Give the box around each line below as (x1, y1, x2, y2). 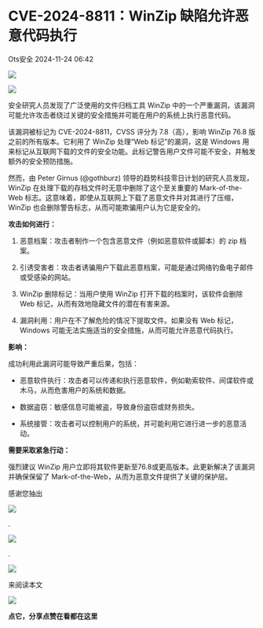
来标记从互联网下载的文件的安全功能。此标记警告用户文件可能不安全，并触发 (8, 146, 256, 156)
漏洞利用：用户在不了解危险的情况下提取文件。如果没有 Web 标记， (19, 315, 238, 325)
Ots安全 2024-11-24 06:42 (8, 54, 94, 64)
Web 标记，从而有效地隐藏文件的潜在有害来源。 (19, 299, 174, 308)
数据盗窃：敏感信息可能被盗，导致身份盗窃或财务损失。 (19, 402, 199, 411)
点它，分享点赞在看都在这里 (8, 611, 98, 621)
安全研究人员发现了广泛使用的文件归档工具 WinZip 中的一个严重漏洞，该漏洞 (8, 100, 255, 110)
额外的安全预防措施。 (8, 156, 77, 166)
